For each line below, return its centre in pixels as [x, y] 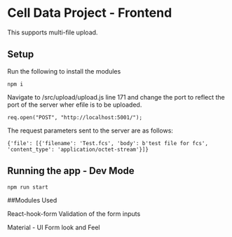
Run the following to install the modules [64, 71]
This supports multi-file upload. [53, 32]
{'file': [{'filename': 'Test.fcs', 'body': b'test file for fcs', [108, 143]
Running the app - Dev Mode [71, 171]
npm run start [28, 187]
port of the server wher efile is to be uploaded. [75, 104]
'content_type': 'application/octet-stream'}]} [78, 149]
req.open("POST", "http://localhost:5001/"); [75, 117]
